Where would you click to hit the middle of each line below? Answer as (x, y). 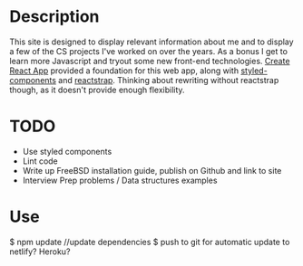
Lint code (40, 161)
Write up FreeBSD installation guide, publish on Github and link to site (152, 170)
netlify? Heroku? (40, 252)
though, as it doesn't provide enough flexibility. (97, 90)
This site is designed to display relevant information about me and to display (151, 42)
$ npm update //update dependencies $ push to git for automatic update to (150, 242)
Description (54, 17)
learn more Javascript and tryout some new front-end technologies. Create (150, 61)
